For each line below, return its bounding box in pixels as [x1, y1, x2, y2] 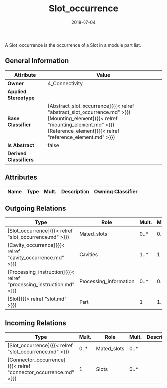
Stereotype [7, 94, 35, 101]
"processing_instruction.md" [7, 281, 75, 288]
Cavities [79, 251, 98, 258]
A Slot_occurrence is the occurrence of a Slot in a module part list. [5, 42, 141, 48]
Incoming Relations [5, 319, 66, 327]
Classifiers [7, 156, 34, 163]
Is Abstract [7, 142, 35, 149]
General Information [5, 57, 69, 65]
